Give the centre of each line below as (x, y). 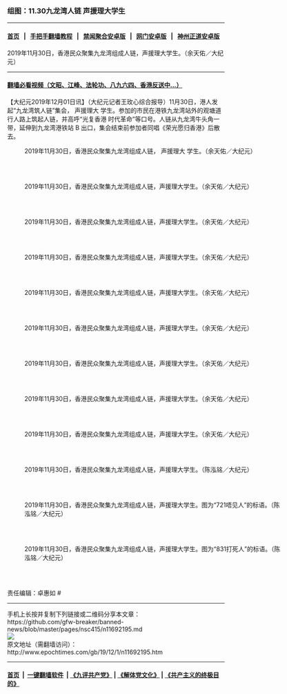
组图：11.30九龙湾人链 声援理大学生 (66, 10)
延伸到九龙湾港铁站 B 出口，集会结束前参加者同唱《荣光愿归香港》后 (117, 127)
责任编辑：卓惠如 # (34, 592)
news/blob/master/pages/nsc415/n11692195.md (75, 629)
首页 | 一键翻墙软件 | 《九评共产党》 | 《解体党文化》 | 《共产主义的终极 (110, 675)
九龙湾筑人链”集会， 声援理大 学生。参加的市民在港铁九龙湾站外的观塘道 (119, 110)
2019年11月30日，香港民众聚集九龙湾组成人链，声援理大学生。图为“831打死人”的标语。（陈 (152, 549)
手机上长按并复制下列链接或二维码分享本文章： (73, 614)
